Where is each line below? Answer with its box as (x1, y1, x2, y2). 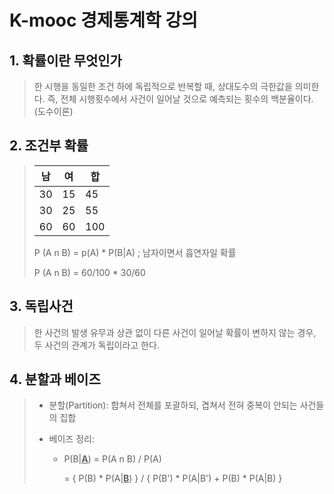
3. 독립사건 (9, 298, 74, 315)
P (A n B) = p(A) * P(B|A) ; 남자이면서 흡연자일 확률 (33, 246, 237, 258)
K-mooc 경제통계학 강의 (9, 9, 199, 32)
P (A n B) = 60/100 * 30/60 (33, 266, 146, 278)
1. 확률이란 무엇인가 (9, 52, 122, 69)
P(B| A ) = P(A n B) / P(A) (63, 453, 162, 465)
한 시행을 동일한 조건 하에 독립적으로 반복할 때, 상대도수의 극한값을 (33, 81, 293, 92)
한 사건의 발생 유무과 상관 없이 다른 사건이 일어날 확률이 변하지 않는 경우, (33, 326, 317, 338)
